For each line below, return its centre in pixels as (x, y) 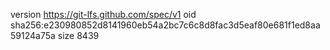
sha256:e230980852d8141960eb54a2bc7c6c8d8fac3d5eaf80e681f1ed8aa (165, 25)
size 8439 (78, 35)
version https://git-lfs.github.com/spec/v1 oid (103, 14)
